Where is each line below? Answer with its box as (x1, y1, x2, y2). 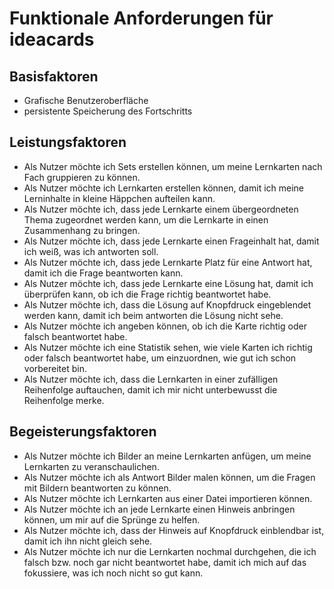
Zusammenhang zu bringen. (23, 224, 141, 236)
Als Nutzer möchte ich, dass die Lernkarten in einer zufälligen (23, 373, 279, 385)
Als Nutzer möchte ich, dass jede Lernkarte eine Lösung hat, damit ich (23, 277, 314, 289)
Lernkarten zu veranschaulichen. (23, 460, 160, 472)
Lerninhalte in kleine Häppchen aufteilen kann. (23, 192, 216, 204)
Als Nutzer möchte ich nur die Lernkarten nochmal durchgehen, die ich (23, 545, 317, 557)
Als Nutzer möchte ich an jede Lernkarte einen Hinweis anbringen (23, 503, 296, 515)
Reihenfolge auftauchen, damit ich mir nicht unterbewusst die (23, 383, 278, 396)
